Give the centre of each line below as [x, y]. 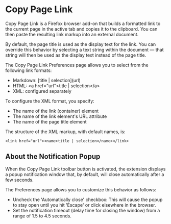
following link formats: [29, 70]
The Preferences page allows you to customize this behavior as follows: [81, 189]
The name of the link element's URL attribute [60, 116]
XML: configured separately [42, 91]
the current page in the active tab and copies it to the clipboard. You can [81, 29]
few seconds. [20, 180]
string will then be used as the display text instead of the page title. [76, 55]
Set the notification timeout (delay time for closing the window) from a [86, 210]
